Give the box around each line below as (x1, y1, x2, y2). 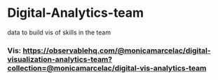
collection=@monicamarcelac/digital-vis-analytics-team (7, 63, 207, 73)
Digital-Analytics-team (7, 5, 144, 21)
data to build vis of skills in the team (7, 28, 111, 36)
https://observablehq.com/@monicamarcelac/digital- (22, 46, 212, 55)
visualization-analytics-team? (7, 54, 113, 64)
